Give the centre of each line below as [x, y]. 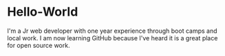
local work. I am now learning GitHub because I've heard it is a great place [112, 38]
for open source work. [39, 45]
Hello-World [43, 12]
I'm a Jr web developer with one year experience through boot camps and [112, 31]
